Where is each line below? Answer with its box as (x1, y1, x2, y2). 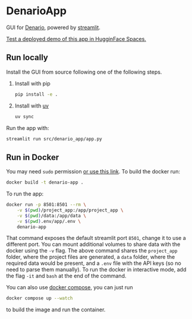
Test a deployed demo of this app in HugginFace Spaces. (6, 35, 147, 42)
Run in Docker (6, 152, 59, 162)
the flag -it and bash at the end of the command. (6, 272, 127, 280)
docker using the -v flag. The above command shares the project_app (6, 247, 178, 254)
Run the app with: (6, 124, 49, 131)
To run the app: (6, 190, 44, 197)
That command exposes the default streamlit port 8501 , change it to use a (6, 235, 186, 242)
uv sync (14, 113, 34, 119)
